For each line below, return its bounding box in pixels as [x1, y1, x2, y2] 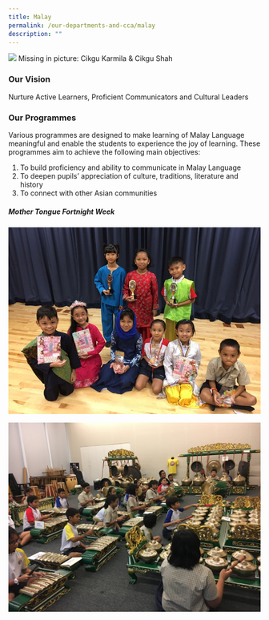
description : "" [8, 30, 62, 38]
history [19, 179, 44, 189]
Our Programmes [8, 112, 77, 123]
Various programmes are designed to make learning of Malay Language [8, 130, 245, 139]
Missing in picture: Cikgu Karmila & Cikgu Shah [18, 54, 174, 63]
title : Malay [8, 13, 52, 21]
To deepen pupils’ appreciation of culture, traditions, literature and [19, 171, 239, 180]
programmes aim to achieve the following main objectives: [8, 147, 201, 156]
